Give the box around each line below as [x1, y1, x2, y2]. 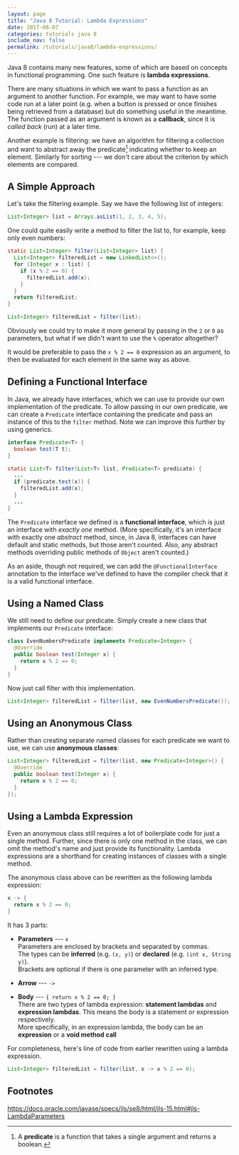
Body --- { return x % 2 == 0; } [17, 993, 116, 1001]
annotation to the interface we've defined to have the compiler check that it [7, 569, 228, 578]
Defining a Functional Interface [7, 375, 148, 388]
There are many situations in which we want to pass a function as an [7, 85, 208, 93]
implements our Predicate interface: [7, 624, 114, 633]
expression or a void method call [17, 1030, 117, 1039]
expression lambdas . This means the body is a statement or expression [17, 1008, 229, 1016]
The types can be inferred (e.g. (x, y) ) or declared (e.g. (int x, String [17, 950, 231, 958]
